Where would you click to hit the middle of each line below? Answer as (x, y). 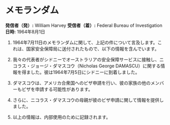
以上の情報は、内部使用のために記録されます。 (62, 117)
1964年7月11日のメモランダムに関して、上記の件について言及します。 (85, 42)
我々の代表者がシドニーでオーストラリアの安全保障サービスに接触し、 (86, 59)
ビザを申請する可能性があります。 (57, 89)
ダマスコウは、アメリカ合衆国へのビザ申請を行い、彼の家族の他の (82, 83)
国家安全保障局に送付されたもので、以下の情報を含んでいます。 (93, 49)
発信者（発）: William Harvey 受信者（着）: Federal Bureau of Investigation (84, 25)
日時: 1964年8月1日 (25, 31)
